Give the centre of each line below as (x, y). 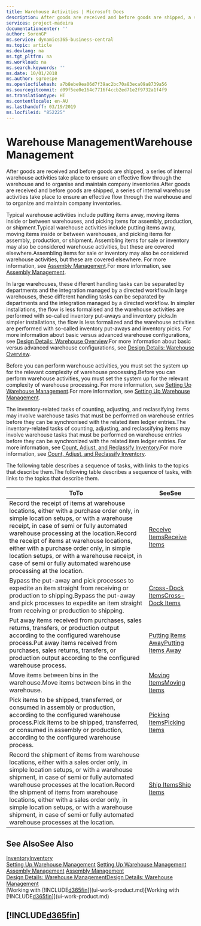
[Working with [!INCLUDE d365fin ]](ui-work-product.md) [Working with (93, 890)
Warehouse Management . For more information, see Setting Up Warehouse (98, 392)
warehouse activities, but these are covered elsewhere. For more (86, 259)
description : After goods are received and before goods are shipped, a (99, 17)
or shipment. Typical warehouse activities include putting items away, (91, 228)
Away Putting (166, 643)
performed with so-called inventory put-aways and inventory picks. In (92, 316)
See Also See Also (40, 843)
